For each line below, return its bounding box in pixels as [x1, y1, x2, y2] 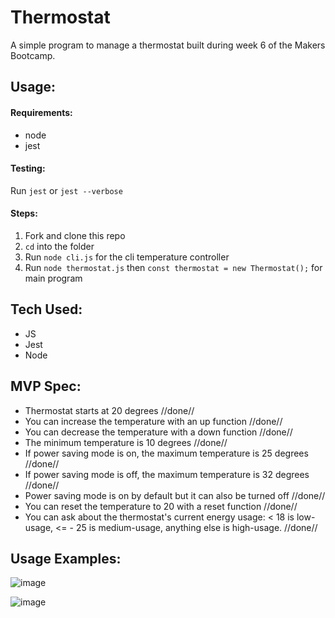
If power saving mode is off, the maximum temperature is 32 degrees [24, 468, 310, 480]
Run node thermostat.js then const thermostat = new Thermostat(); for [24, 261, 323, 273]
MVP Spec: [10, 378, 82, 395]
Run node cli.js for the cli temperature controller [24, 251, 230, 263]
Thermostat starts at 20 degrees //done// [24, 404, 195, 416]
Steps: [10, 207, 38, 220]
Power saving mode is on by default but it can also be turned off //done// [24, 489, 326, 501]
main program [24, 272, 83, 284]
